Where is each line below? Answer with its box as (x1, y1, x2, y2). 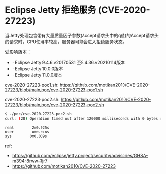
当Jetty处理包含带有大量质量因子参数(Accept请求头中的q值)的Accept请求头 (5, 32, 159, 38)
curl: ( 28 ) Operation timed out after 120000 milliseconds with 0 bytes (5, 116, 158, 121)
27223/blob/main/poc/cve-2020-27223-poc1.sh (5, 87, 103, 93)
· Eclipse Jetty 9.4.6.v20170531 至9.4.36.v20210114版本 (12, 59, 125, 65)
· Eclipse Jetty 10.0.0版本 (12, 65, 63, 72)
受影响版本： (5, 49, 31, 55)
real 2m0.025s (5, 125, 50, 130)
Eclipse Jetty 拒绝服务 (5, 4, 96, 16)
